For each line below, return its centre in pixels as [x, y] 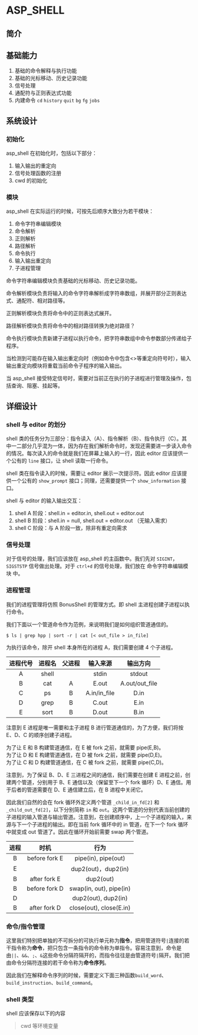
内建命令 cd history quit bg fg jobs [57, 101]
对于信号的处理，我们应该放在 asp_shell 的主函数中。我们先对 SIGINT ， [92, 559]
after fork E [45, 879]
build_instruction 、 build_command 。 [51, 982]
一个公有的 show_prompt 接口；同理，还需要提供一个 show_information [95, 481]
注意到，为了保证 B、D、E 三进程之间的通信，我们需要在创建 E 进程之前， [96, 775]
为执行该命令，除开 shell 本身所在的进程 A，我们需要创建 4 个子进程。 [91, 647]
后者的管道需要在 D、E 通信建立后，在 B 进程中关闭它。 [78, 790]
